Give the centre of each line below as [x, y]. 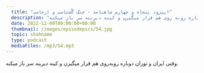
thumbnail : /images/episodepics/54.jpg [62, 29]
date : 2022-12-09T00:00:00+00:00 [54, 23]
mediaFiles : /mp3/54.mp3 [43, 46]
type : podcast [29, 40]
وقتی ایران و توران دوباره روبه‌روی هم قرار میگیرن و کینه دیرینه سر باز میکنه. [92, 63]
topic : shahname [32, 35]
